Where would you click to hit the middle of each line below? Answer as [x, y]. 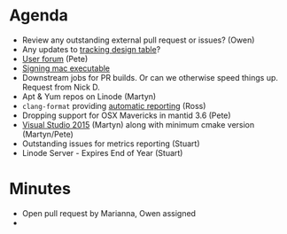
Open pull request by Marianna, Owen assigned [109, 213]
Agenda [39, 16]
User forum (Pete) [55, 58]
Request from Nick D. [61, 87]
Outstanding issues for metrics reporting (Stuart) [111, 144]
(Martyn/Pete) [47, 134]
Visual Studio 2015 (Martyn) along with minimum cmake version [138, 124]
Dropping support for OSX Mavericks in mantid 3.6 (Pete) [127, 115]
